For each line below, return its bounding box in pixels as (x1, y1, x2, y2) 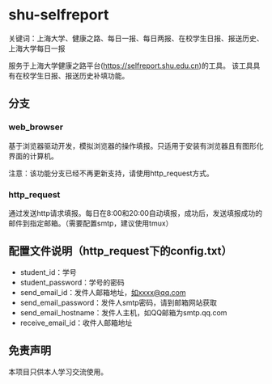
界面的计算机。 (8, 151, 58, 161)
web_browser (8, 121, 63, 133)
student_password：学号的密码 (19, 277, 125, 287)
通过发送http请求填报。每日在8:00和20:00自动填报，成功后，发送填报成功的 (8, 208, 263, 217)
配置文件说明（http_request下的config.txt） (8, 244, 232, 258)
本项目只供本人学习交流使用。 (8, 366, 108, 377)
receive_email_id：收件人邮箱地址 (19, 318, 133, 327)
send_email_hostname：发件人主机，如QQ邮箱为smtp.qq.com (19, 307, 227, 317)
